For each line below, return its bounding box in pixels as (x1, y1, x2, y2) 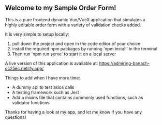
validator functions (12, 99, 50, 106)
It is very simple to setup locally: (5, 31, 69, 37)
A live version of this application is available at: (5, 60, 98, 66)
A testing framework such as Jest (12, 89, 79, 95)
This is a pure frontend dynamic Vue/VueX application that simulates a (5, 16, 146, 22)
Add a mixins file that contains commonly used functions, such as (12, 94, 144, 100)
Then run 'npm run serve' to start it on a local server (12, 51, 117, 57)
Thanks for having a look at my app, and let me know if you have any (5, 109, 142, 115)
